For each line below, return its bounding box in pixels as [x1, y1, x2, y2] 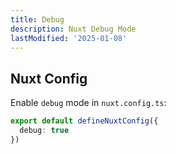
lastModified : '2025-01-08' [10, 33, 128, 43]
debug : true [19, 126, 70, 136]
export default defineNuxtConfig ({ [10, 116, 159, 126]
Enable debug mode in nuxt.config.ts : [10, 97, 167, 109]
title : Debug [10, 14, 65, 25]
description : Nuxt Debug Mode [10, 24, 137, 34]
